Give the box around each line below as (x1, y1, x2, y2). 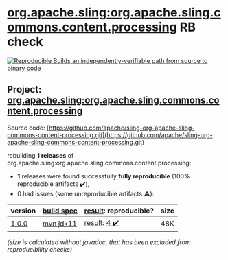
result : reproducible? (84, 206, 155, 215)
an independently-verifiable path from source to (71, 56, 208, 64)
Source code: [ (7, 123, 49, 132)
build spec (42, 206, 78, 215)
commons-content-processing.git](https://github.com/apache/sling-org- (7, 130, 213, 139)
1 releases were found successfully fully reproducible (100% (16, 172, 190, 180)
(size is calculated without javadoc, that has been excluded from (7, 238, 191, 246)
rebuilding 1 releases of (7, 151, 74, 159)
